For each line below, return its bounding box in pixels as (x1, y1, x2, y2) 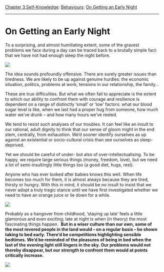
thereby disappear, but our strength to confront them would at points (5, 247, 148, 253)
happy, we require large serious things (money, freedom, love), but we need (5, 157, 158, 162)
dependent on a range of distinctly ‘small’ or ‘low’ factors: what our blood (5, 101, 152, 107)
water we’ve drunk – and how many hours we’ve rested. (5, 112, 118, 117)
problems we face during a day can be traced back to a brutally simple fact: (5, 47, 158, 53)
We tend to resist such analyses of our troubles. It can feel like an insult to (5, 121, 154, 127)
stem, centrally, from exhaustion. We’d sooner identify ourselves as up (5, 132, 146, 137)
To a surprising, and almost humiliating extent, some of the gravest (5, 42, 140, 48)
